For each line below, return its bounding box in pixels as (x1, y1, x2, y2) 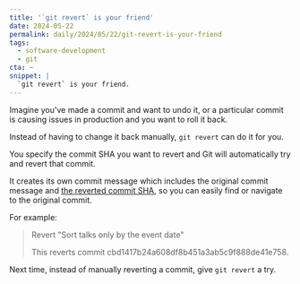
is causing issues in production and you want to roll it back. (9, 114, 228, 125)
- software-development (17, 47, 106, 56)
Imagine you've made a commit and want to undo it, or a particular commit (9, 104, 284, 115)
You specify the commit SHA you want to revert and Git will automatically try (9, 149, 291, 159)
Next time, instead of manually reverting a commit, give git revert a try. (9, 263, 277, 274)
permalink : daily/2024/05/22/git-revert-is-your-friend (9, 30, 222, 39)
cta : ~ (9, 64, 34, 73)
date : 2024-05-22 (9, 22, 74, 30)
